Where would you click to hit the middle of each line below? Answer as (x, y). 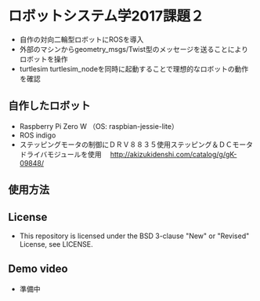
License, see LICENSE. (56, 244)
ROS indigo (38, 135)
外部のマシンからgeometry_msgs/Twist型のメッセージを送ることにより (134, 49)
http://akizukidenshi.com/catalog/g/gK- (173, 154)
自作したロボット (49, 106)
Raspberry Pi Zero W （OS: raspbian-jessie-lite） (99, 126)
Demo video (38, 269)
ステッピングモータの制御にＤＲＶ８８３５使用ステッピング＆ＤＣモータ (136, 144)
